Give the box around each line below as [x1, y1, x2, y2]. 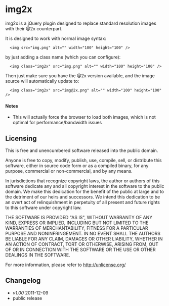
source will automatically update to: [5, 78, 79, 84]
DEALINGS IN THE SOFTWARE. [5, 251, 70, 258]
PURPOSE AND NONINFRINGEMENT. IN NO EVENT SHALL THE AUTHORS [5, 230, 161, 236]
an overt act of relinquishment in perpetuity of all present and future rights [5, 199, 160, 205]
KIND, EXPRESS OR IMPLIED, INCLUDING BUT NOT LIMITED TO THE [5, 220, 149, 226]
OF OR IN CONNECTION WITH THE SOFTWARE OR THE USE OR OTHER [5, 246, 156, 252]
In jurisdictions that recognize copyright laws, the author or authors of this [5, 178, 160, 184]
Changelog [5, 276, 41, 285]
